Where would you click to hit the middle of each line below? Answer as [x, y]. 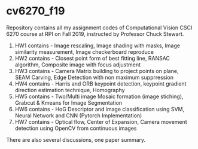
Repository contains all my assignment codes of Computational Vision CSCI [99, 28]
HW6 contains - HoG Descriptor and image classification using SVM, [99, 109]
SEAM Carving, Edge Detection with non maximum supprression [94, 77]
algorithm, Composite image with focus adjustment [78, 65]
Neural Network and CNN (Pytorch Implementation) [78, 115]
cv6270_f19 [36, 11]
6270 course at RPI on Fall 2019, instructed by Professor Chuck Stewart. [95, 34]
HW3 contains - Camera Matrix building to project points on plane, [97, 71]
